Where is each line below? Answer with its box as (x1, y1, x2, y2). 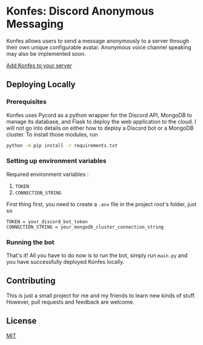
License (6, 316, 37, 326)
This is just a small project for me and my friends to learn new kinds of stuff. (6, 292, 196, 299)
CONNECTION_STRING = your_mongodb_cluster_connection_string (6, 224, 164, 230)
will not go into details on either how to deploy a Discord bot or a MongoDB (6, 124, 194, 132)
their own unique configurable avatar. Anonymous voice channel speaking (6, 44, 192, 51)
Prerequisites (6, 98, 47, 106)
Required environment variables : (6, 170, 89, 178)
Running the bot (6, 238, 55, 246)
